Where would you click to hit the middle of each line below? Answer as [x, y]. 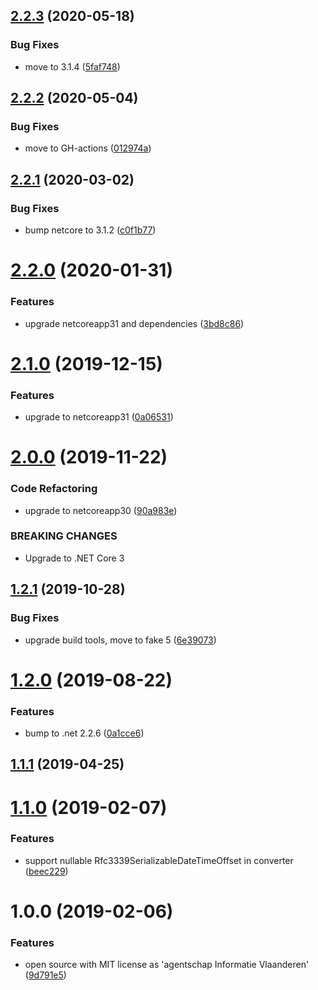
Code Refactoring [54, 489]
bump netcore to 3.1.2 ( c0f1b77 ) [90, 230]
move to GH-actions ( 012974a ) [88, 148]
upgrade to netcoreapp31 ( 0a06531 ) [99, 417]
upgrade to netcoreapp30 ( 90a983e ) [101, 510]
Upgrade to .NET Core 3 [74, 558]
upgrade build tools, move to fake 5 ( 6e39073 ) [120, 640]
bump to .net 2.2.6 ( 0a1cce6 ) [84, 733]
